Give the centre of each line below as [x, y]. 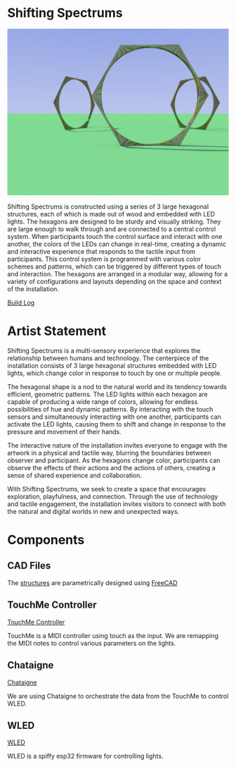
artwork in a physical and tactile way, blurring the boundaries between [109, 453]
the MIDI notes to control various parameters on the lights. [92, 643]
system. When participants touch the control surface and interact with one [115, 236]
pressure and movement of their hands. [64, 431]
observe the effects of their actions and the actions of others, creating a [111, 467]
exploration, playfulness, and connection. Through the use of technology [113, 496]
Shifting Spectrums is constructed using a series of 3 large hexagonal [108, 207]
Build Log [21, 302]
